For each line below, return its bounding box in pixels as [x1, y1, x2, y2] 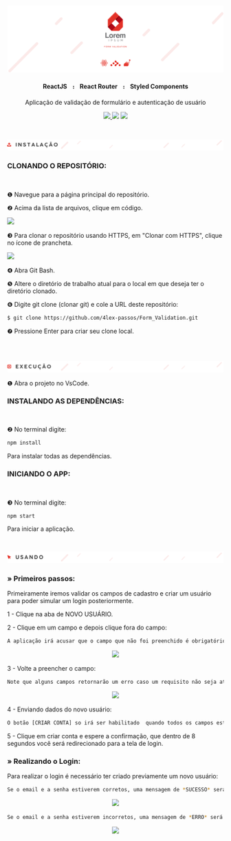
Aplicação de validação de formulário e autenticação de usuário [25, 98, 206, 106]
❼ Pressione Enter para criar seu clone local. [7, 327, 134, 335]
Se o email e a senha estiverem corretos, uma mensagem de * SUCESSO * [7, 787, 211, 793]
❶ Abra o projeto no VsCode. [7, 379, 89, 387]
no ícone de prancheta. [7, 239, 74, 247]
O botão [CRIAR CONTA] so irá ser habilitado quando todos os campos [7, 720, 214, 727]
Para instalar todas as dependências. [7, 452, 112, 460]
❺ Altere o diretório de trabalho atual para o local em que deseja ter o [7, 279, 204, 287]
